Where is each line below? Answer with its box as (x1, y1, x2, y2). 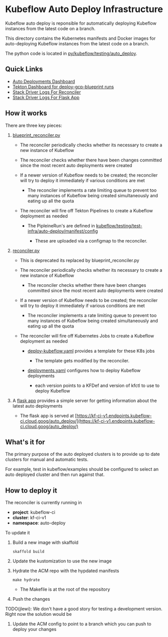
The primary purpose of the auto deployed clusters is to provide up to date (5, 451, 160, 457)
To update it (5, 530, 30, 536)
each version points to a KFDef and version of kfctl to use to (35, 382, 160, 388)
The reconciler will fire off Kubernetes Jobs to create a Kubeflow (20, 333, 154, 339)
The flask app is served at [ (20, 413, 77, 419)
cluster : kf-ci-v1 (12, 515, 46, 521)
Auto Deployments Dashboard (12, 78, 75, 84)
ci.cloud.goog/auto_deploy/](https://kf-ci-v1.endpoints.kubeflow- (20, 418, 155, 424)
